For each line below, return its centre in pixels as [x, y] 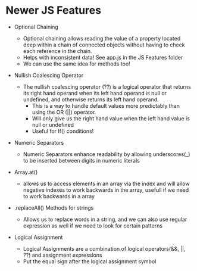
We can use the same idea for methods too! [76, 64]
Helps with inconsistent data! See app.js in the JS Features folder [103, 57]
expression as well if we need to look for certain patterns [93, 225]
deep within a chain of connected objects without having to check [104, 45]
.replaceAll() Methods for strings [54, 208]
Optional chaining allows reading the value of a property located [102, 38]
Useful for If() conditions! [63, 131]
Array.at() [26, 172]
